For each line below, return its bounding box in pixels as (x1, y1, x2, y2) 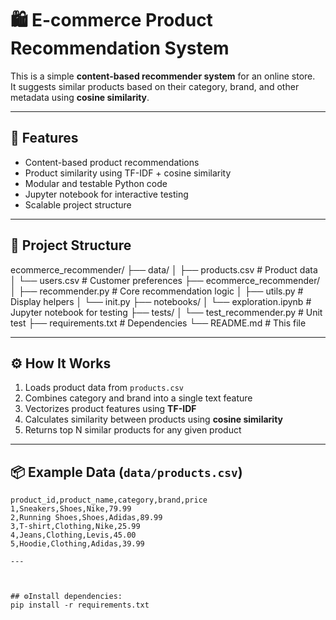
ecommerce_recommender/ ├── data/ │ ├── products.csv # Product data (10, 263, 318, 276)
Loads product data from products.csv (24, 382, 184, 394)
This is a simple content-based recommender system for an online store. (10, 70, 316, 82)
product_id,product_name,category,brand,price (10, 495, 208, 506)
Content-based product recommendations (24, 156, 200, 168)
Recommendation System (10, 37, 230, 60)
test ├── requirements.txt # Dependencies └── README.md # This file (10, 317, 307, 329)
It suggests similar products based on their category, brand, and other (10, 80, 300, 92)
